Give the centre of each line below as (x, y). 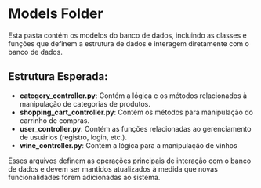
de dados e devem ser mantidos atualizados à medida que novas (113, 168)
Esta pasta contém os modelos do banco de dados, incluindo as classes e (127, 35)
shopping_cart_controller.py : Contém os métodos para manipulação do (136, 112)
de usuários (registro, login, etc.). (73, 137)
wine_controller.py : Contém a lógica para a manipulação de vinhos (128, 145)
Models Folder (56, 14)
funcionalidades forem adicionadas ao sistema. (84, 177)
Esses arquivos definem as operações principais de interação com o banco (130, 161)
